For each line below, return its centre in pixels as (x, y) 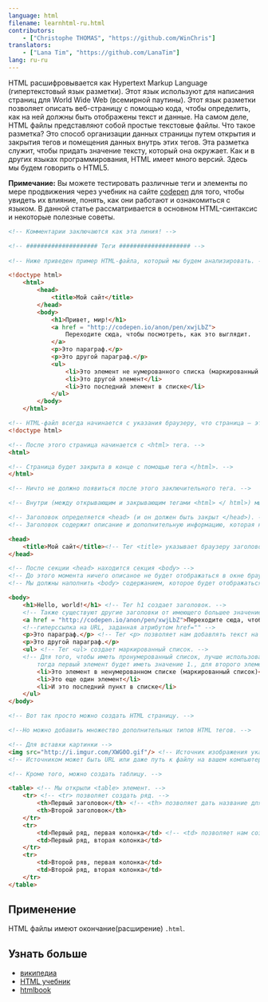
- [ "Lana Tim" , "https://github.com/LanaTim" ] (101, 53)
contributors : (32, 30)
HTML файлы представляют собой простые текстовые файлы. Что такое (132, 125)
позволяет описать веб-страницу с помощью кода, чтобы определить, (130, 108)
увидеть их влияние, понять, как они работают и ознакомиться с (120, 199)
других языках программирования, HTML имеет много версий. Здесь (128, 159)
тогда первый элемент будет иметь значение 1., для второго (139, 664)
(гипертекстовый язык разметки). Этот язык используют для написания (131, 91)
